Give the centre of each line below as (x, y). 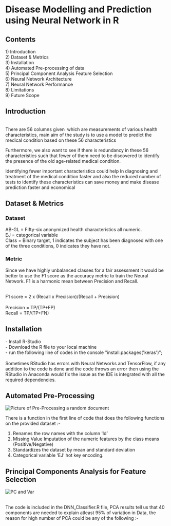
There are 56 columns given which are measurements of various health (81, 129)
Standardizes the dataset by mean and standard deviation (74, 450)
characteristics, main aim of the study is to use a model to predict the (79, 135)
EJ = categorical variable (32, 235)
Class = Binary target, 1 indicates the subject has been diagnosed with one (84, 240)
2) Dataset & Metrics (27, 57)
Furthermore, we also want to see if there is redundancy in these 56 (77, 150)
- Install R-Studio (23, 341)
